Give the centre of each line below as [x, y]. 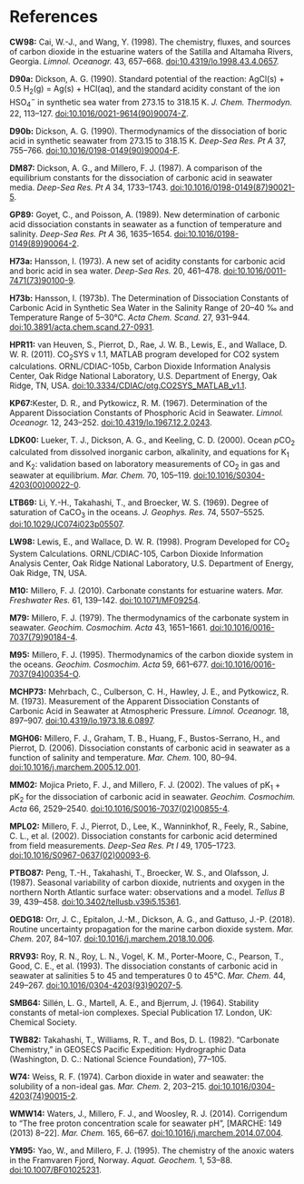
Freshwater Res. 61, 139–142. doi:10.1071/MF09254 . [105, 600]
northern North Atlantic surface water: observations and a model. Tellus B [147, 891]
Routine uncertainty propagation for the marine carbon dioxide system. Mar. [152, 929]
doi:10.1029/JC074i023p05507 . [67, 524]
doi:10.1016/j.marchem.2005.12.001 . [75, 767]
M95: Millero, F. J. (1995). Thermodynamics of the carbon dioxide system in [151, 654]
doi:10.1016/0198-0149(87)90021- [233, 187]
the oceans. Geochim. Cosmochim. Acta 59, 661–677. [109, 664]
